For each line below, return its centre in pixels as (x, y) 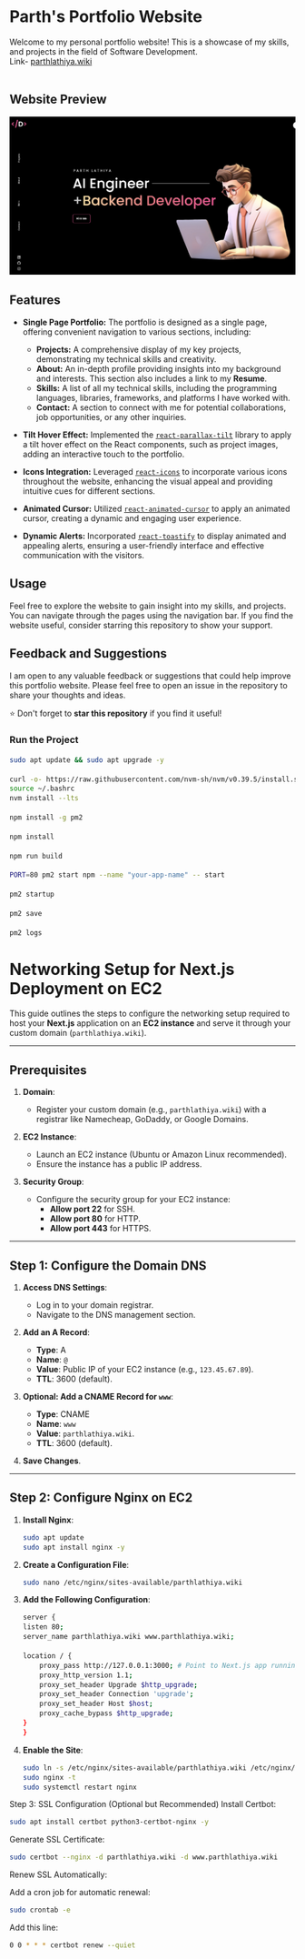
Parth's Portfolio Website (106, 17)
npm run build (36, 856)
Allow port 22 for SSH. (93, 1209)
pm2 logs (26, 933)
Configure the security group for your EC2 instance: (133, 1200)
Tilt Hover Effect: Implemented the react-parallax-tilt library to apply (157, 435)
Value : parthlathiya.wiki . (85, 1433)
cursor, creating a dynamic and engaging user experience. (132, 518)
